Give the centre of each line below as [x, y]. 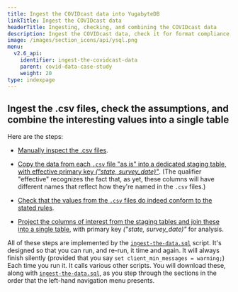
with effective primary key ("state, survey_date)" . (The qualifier [109, 172]
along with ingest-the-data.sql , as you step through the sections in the [112, 273]
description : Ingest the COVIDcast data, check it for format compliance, [120, 34]
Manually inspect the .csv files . [63, 150]
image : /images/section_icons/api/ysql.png [73, 40]
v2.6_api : [28, 54]
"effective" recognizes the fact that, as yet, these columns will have [116, 179]
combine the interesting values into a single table [118, 119]
